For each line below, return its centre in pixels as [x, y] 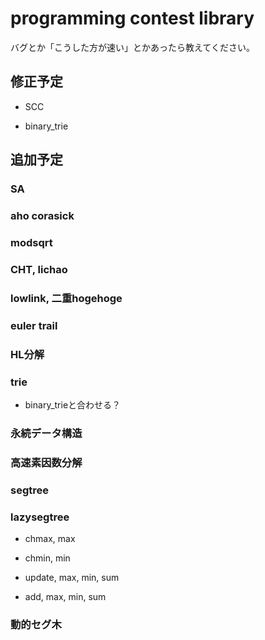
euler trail [34, 325]
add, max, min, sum [65, 596]
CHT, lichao [39, 269]
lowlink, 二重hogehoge [66, 298]
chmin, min [47, 558]
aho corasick [42, 215]
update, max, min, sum [72, 577]
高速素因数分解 [46, 462]
